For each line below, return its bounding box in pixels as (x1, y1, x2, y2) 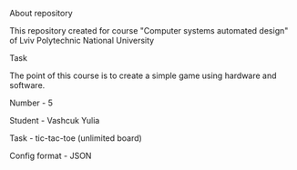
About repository (9, 8, 73, 18)
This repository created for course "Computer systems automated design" (9, 25, 289, 35)
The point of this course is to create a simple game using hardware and (9, 70, 277, 81)
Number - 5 (9, 97, 53, 108)
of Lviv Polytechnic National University (9, 35, 155, 45)
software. (9, 80, 46, 90)
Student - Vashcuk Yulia (9, 115, 100, 125)
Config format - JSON (9, 150, 92, 161)
